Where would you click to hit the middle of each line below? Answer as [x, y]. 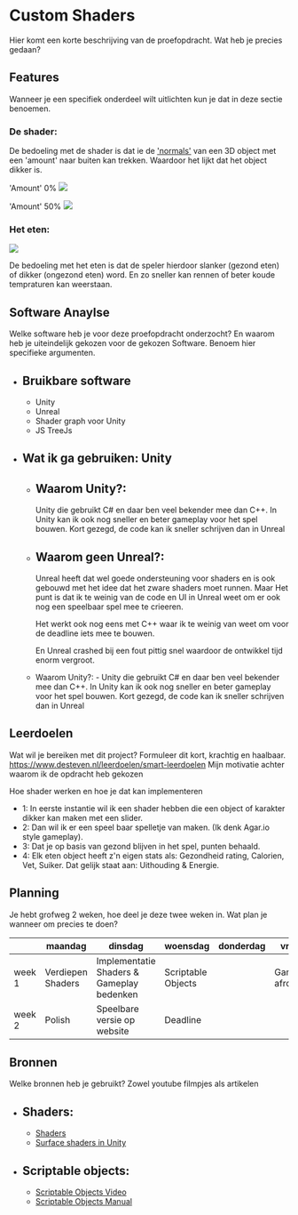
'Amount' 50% [35, 206]
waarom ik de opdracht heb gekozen [76, 774]
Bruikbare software [76, 380]
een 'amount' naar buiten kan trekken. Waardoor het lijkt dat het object [138, 160]
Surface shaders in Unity [81, 1143]
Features [34, 78]
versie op [116, 1019]
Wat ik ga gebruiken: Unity [97, 459]
